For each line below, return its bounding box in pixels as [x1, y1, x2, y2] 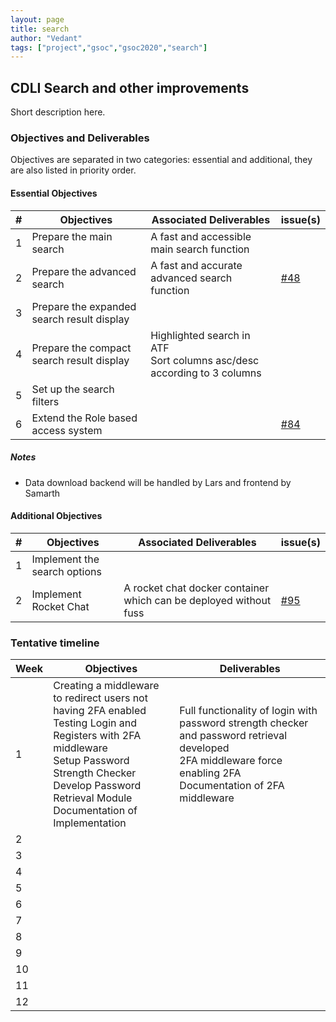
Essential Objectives [10, 187, 98, 199]
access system [31, 423, 103, 437]
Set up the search [31, 382, 115, 396]
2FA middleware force [179, 754, 283, 768]
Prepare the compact [31, 341, 132, 355]
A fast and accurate [150, 258, 243, 272]
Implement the [31, 552, 100, 566]
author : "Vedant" [10, 33, 83, 43]
